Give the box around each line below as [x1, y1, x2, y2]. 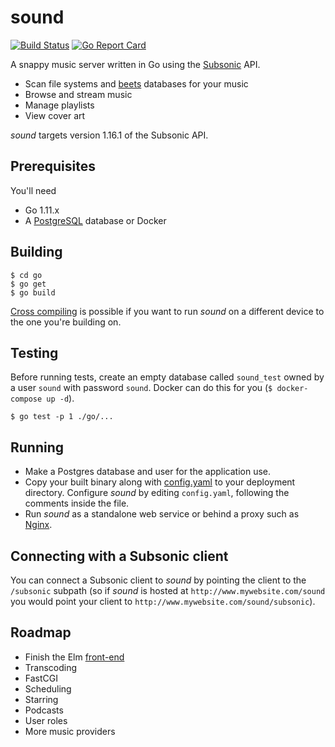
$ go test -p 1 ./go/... [10, 412, 114, 422]
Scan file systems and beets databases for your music [24, 77, 249, 90]
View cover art [24, 109, 86, 121]
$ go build [10, 287, 56, 298]
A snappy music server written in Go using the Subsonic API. [10, 58, 261, 70]
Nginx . [24, 519, 53, 531]
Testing [10, 344, 59, 361]
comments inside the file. [24, 497, 130, 510]
